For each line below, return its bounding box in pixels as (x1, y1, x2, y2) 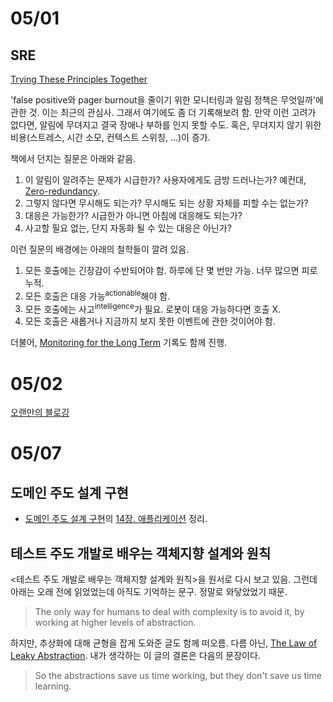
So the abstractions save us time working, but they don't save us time (34, 670, 322, 682)
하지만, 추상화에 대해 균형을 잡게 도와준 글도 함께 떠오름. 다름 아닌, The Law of (10, 637, 318, 649)
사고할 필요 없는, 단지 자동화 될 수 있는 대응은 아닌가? (24, 222, 232, 234)
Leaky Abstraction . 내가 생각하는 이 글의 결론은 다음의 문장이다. (10, 650, 261, 662)
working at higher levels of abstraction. (34, 617, 197, 629)
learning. (34, 680, 72, 692)
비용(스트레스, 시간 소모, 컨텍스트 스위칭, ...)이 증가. (10, 132, 211, 143)
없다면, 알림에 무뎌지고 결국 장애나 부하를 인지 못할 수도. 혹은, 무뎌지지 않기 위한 (10, 119, 322, 131)
